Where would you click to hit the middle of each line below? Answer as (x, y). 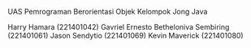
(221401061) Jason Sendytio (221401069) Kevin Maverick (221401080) (126, 36)
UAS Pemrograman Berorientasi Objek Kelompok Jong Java (108, 12)
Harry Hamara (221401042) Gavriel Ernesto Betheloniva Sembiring (119, 27)
